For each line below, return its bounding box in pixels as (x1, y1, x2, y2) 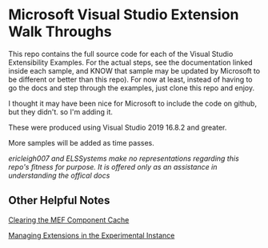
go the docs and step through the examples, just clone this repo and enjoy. (8, 82, 255, 93)
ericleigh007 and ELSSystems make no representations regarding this (8, 154, 240, 163)
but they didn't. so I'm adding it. (8, 106, 114, 117)
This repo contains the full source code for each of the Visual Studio (8, 49, 234, 58)
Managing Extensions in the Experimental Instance (8, 230, 175, 240)
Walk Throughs (8, 22, 112, 41)
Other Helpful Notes (8, 194, 110, 207)
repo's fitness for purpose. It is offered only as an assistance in (8, 162, 218, 171)
